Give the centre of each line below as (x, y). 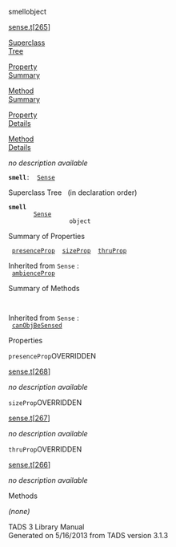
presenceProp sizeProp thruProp (69, 251)
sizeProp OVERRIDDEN (45, 403)
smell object (27, 12)
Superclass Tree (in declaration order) (73, 192)
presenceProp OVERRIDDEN (52, 356)
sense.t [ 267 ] (29, 418)
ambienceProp (34, 273)
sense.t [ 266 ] (30, 465)
